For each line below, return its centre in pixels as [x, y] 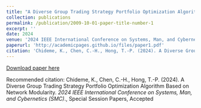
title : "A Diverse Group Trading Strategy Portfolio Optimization [91, 12]
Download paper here [33, 68]
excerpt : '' [21, 28]
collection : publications [38, 17]
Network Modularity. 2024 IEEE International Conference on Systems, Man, [99, 92]
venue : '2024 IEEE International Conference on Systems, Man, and [91, 40]
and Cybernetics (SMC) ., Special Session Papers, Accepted [80, 98]
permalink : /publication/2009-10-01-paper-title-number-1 [80, 23]
